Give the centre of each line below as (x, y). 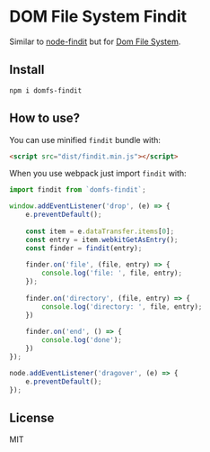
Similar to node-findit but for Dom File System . (95, 41)
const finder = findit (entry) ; (84, 248)
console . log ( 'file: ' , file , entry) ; (112, 273)
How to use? (45, 118)
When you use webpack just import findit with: (98, 174)
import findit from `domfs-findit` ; (78, 190)
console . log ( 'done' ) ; (82, 340)
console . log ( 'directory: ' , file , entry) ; (122, 307)
